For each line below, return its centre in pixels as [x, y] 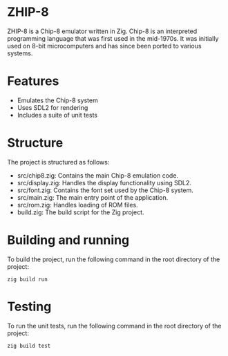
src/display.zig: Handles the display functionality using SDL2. [104, 182]
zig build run [28, 279]
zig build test [29, 346]
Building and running [68, 240]
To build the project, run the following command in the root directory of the [114, 259]
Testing [29, 307]
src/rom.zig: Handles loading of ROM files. [77, 205]
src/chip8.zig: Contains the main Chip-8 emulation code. [97, 175]
